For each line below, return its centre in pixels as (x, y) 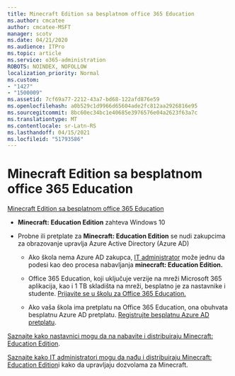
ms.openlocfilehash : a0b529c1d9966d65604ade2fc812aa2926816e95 (103, 106)
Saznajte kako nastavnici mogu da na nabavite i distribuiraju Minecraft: (110, 336)
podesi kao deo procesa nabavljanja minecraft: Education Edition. (125, 265)
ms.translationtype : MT (42, 119)
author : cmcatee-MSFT (39, 27)
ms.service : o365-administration (57, 60)
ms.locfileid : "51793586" (45, 139)
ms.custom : (23, 80)
